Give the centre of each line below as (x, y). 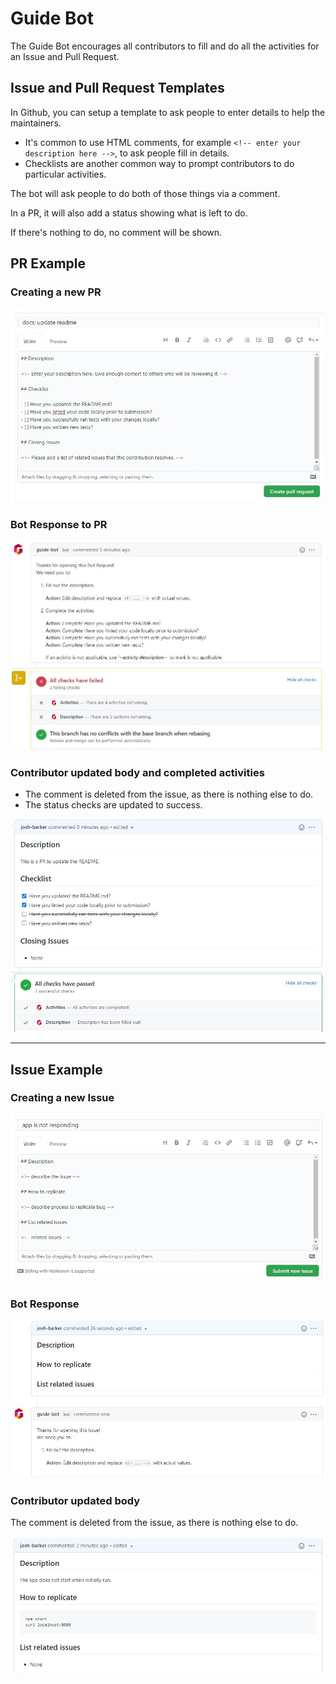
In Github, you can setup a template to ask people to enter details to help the (168, 112)
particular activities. (65, 174)
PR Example (48, 263)
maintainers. (36, 123)
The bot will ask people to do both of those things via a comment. (145, 193)
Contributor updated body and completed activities (137, 772)
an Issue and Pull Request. (65, 56)
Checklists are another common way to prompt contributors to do (159, 163)
